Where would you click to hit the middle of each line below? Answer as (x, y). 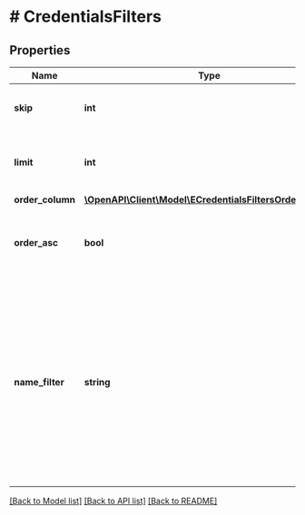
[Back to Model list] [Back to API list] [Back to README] (113, 501)
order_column (44, 199)
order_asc (36, 243)
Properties (40, 50)
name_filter (39, 382)
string (97, 382)
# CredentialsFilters (85, 17)
